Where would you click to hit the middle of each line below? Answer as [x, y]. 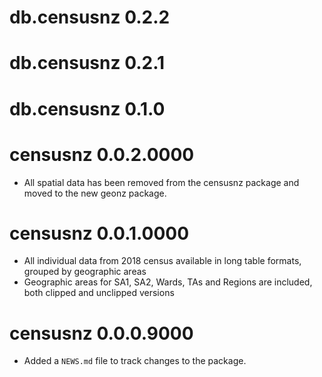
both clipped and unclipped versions [99, 293]
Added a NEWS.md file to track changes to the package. [135, 361]
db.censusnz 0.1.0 [87, 108]
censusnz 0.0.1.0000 [99, 233]
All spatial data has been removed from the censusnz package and [161, 182]
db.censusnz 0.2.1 [87, 63]
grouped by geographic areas [85, 272]
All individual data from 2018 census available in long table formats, [162, 261]
